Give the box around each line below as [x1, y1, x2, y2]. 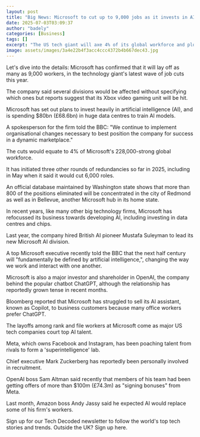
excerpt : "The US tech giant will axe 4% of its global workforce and [6, 42, 185, 48]
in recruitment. [6, 364, 42, 371]
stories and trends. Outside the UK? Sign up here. [6, 423, 128, 431]
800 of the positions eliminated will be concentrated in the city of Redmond [6, 190, 191, 197]
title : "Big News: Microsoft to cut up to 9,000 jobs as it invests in [6, 14, 187, 20]
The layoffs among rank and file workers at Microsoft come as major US [6, 322, 183, 329]
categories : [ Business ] [6, 31, 65, 37]
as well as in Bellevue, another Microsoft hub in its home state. [6, 196, 160, 203]
